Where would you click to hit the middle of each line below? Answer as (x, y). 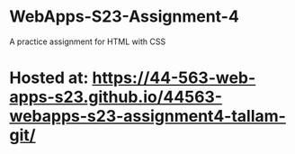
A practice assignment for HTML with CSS (88, 41)
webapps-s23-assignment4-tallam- (147, 117)
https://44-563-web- (174, 78)
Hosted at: (49, 78)
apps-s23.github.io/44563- (116, 97)
